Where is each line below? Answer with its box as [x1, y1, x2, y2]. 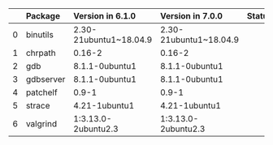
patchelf [25, 87, 58, 98]
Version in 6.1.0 [72, 11, 136, 21]
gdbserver [25, 74, 66, 84]
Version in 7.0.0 [159, 11, 223, 21]
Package [25, 11, 61, 21]
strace [25, 100, 50, 111]
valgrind [25, 118, 58, 129]
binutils [25, 29, 54, 40]
